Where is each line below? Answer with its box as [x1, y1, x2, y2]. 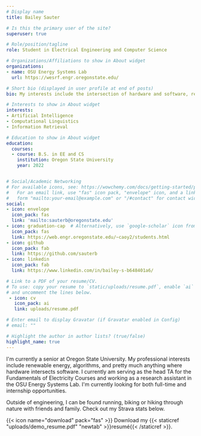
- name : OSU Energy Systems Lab [6, 69, 87, 75]
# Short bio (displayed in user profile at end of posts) [6, 85, 154, 92]
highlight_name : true [6, 339, 60, 344]
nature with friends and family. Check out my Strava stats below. [6, 405, 165, 412]
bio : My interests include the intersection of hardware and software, [6, 91, 188, 97]
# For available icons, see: [6, 184, 79, 190]
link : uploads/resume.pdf [14, 306, 79, 312]
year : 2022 [17, 163, 44, 169]
